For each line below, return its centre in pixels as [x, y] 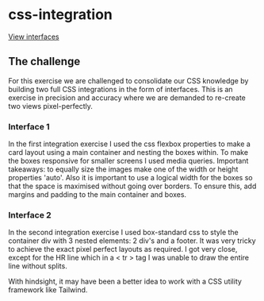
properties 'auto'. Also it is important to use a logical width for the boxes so [130, 178]
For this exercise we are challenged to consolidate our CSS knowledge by [128, 80]
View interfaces [34, 37]
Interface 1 [29, 126]
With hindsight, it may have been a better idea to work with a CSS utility [125, 282]
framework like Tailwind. [48, 290]
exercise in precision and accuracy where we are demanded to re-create [127, 98]
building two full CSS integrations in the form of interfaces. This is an [121, 89]
